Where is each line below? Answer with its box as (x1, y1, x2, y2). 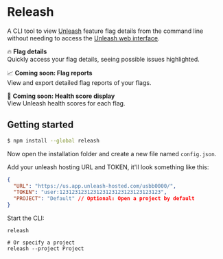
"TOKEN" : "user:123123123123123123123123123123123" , (13, 189, 167, 196)
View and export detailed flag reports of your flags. (7, 78, 152, 86)
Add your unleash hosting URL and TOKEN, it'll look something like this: (7, 162, 209, 171)
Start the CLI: (7, 214, 45, 222)
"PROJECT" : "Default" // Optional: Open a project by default (13, 195, 195, 202)
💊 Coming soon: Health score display (7, 92, 115, 100)
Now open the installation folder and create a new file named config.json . (7, 149, 217, 158)
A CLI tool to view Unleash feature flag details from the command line (7, 27, 204, 35)
